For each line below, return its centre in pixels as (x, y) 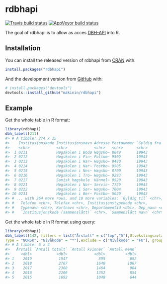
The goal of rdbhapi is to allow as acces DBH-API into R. (63, 32)
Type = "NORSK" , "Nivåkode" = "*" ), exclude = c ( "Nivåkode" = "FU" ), (78, 240)
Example (19, 108)
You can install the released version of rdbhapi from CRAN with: (70, 60)
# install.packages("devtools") (39, 88)
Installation (23, 48)
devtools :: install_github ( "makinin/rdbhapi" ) (53, 93)
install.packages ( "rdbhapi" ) (35, 69)
